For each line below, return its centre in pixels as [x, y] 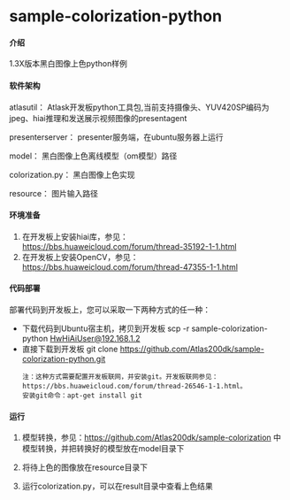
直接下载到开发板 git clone [70, 349]
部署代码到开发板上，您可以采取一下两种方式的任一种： [110, 310]
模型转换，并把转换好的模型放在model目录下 [103, 449]
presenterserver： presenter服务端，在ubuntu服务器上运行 [116, 137]
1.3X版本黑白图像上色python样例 [69, 64]
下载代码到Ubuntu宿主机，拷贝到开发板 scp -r [106, 328]
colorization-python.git [64, 359]
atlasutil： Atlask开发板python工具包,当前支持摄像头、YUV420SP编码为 [139, 107]
